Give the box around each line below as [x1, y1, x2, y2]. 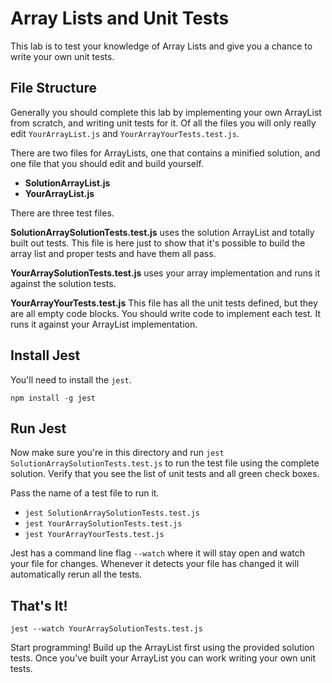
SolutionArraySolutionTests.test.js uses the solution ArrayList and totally [10, 226, 315, 238]
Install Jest [10, 347, 81, 364]
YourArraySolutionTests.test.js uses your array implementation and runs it [10, 267, 321, 279]
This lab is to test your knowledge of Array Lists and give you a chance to [10, 40, 313, 52]
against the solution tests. [10, 277, 117, 289]
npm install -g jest [10, 393, 97, 403]
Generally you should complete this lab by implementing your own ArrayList [10, 106, 322, 118]
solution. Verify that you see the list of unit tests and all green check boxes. [10, 468, 320, 480]
